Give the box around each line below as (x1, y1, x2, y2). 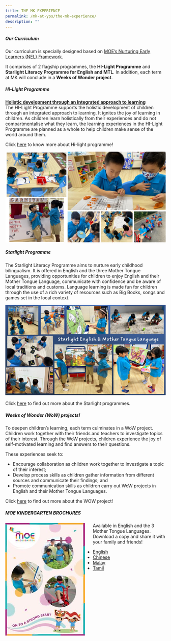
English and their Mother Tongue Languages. (12, 488, 107, 494)
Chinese (93, 554, 110, 560)
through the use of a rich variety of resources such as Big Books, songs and (5, 289, 165, 295)
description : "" (5, 19, 40, 24)
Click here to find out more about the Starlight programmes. (5, 400, 131, 407)
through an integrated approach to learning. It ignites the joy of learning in (5, 110, 160, 116)
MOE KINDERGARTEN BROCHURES (5, 510, 81, 516)
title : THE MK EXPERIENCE (5, 8, 60, 13)
